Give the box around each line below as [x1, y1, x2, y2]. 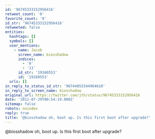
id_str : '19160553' [17, 70, 57, 75]
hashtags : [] [9, 34, 36, 39]
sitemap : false [5, 102, 36, 107]
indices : [17, 57, 36, 62]
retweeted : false [5, 25, 40, 30]
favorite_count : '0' [5, 16, 47, 21]
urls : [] [9, 79, 27, 84]
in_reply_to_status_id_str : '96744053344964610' [5, 83, 105, 89]
